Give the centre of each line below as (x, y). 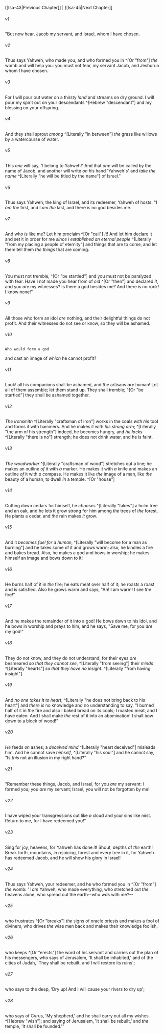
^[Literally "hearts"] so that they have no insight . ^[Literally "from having (78, 668)
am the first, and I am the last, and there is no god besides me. (68, 208)
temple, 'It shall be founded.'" (35, 1026)
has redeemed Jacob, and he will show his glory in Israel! (63, 858)
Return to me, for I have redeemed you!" (46, 821)
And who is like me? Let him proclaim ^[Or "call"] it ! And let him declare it (79, 234)
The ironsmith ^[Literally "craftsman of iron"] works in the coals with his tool (82, 421)
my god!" (14, 632)
